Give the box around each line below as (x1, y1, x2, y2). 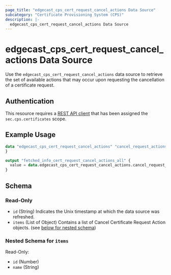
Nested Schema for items (5, 237, 69, 244)
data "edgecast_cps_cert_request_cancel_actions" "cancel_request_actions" (5, 144, 169, 149)
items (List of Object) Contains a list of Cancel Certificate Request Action (12, 219, 166, 225)
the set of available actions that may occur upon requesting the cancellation (5, 77, 164, 83)
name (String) (12, 264, 39, 270)
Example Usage (5, 130, 56, 139)
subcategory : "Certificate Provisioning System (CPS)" (5, 12, 124, 17)
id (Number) (12, 259, 39, 265)
